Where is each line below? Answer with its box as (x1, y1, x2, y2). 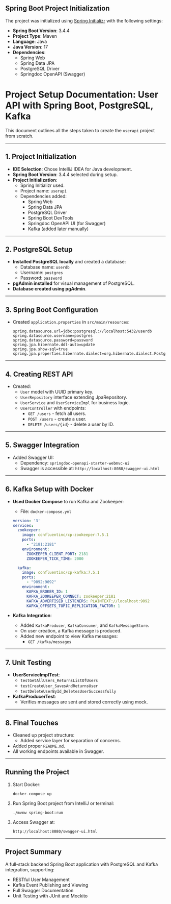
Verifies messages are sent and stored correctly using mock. (20, 699, 148, 705)
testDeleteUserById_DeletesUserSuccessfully (20, 689, 117, 694)
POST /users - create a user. (27, 416, 87, 422)
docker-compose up (12, 791, 52, 796)
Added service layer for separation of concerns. (20, 738, 121, 743)
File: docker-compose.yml (20, 508, 72, 515)
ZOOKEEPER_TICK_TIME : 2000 (26, 556, 84, 561)
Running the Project (5, 768, 70, 776)
